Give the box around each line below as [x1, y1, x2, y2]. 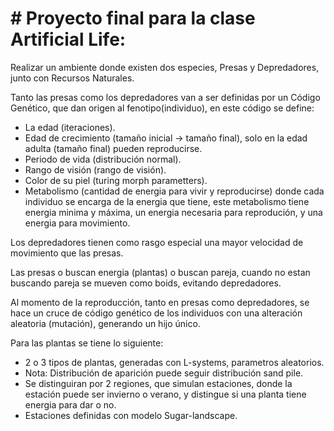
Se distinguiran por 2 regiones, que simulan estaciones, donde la [24, 377, 293, 389]
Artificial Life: [10, 28, 127, 51]
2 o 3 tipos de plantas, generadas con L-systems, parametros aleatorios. [24, 356, 325, 368]
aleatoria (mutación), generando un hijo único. [10, 317, 201, 329]
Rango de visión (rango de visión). [24, 163, 167, 176]
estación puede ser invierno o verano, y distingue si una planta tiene [24, 388, 307, 400]
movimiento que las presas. [10, 247, 124, 259]
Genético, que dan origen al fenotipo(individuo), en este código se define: [10, 102, 315, 114]
